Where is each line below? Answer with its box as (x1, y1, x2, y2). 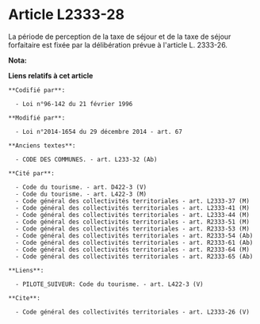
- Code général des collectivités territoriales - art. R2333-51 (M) (15, 218, 250, 226)
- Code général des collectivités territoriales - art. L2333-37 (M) (15, 196, 250, 205)
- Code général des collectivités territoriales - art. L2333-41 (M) (15, 204, 250, 212)
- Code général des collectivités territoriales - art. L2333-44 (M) (15, 211, 250, 219)
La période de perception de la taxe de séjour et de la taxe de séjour (8, 32, 231, 41)
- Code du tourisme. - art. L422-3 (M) (15, 190, 147, 198)
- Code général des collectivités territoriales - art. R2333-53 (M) (15, 224, 250, 233)
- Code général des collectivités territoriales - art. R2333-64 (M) (15, 246, 250, 253)
